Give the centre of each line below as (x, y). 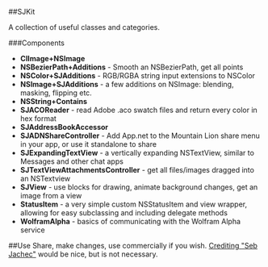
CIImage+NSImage (52, 58)
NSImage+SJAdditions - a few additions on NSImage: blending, (127, 84)
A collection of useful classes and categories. (84, 27)
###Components (36, 43)
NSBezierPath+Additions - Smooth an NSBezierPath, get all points (132, 67)
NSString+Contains (53, 101)
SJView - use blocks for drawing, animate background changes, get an (139, 187)
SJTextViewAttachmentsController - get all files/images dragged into (137, 170)
